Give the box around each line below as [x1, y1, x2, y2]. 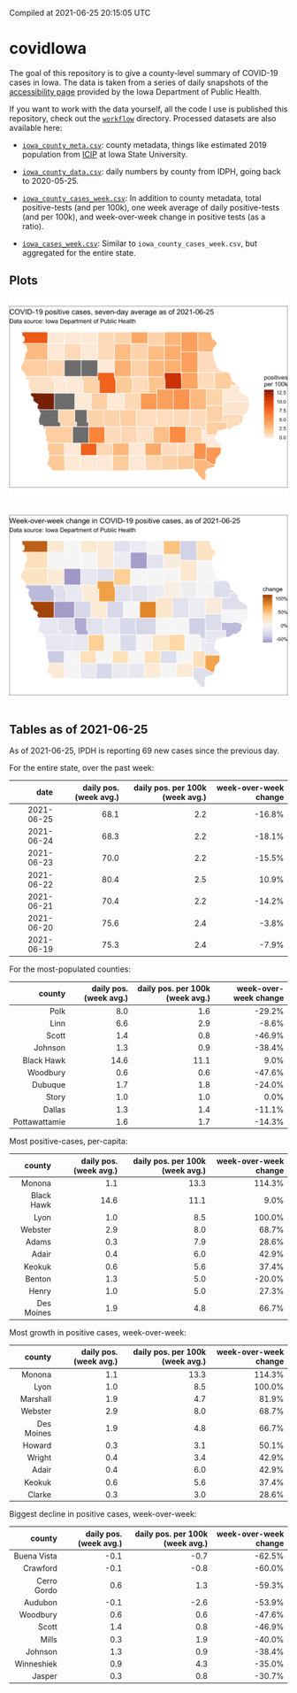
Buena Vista [13, 1551, 57, 1561]
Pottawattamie [12, 1116, 66, 1127]
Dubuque [32, 1080, 66, 1090]
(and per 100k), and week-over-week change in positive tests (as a [21, 212, 266, 222]
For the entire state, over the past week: [9, 763, 155, 773]
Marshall [19, 1394, 51, 1404]
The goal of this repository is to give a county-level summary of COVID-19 [9, 67, 278, 78]
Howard [22, 1440, 51, 1451]
